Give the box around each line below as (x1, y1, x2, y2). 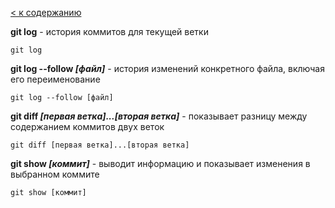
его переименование (10, 73, 101, 85)
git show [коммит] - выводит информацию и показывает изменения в (10, 158, 311, 169)
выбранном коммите (10, 168, 100, 180)
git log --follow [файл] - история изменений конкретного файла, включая (10, 63, 325, 74)
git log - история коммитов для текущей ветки (10, 26, 209, 37)
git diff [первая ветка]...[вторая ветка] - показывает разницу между (10, 110, 308, 122)
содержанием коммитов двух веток (10, 121, 165, 132)
